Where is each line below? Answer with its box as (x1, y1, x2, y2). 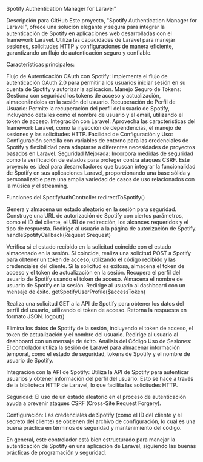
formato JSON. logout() (6, 313, 65, 320)
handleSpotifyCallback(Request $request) (6, 232, 111, 238)
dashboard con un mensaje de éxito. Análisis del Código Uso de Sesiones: (6, 338, 192, 344)
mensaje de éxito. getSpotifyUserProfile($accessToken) (6, 288, 146, 295)
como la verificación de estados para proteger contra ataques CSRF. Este (6, 156, 190, 163)
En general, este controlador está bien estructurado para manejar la (6, 436, 176, 443)
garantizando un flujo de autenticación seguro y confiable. (6, 49, 153, 56)
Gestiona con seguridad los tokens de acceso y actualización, (6, 92, 161, 99)
